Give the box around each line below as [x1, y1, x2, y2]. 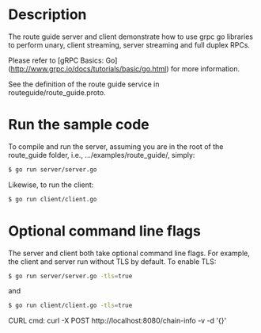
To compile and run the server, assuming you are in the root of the [8, 141, 224, 151]
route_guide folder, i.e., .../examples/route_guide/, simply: [8, 150, 195, 159]
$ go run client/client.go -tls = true [8, 301, 133, 310]
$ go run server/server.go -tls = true [8, 272, 133, 280]
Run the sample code [8, 116, 149, 134]
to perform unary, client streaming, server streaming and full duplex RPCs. [8, 40, 251, 49]
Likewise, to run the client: [8, 180, 94, 189]
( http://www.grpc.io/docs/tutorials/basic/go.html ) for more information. [8, 63, 240, 73]
